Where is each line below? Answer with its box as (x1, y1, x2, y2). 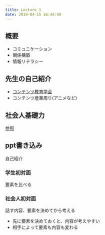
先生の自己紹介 (5, 74, 51, 83)
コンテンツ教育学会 (12, 88, 52, 95)
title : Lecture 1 (5, 7, 41, 12)
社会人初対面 (5, 195, 36, 202)
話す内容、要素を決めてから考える (5, 207, 75, 213)
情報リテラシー (12, 58, 43, 64)
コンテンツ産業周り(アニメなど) (12, 95, 77, 101)
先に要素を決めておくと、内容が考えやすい (12, 218, 100, 224)
